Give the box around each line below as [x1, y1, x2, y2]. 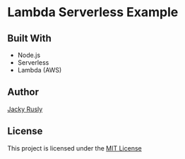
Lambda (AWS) [17, 66, 62, 74]
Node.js [17, 51, 41, 59]
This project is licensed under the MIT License [7, 144, 143, 152]
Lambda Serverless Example [7, 4, 179, 20]
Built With [7, 32, 52, 44]
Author [7, 86, 39, 98]
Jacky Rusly [7, 105, 43, 113]
